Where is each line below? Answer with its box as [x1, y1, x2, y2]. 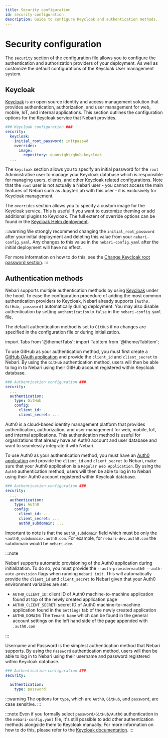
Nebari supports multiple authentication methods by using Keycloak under [5, 287, 159, 293]
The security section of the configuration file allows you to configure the [5, 55, 156, 61]
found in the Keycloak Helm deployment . [5, 219, 89, 225]
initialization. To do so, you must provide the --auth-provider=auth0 [5, 565, 145, 571]
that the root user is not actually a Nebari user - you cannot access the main [5, 182, 163, 188]
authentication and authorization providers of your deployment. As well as [5, 60, 158, 66]
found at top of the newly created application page [12, 596, 118, 602]
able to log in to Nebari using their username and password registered [5, 653, 150, 659]
